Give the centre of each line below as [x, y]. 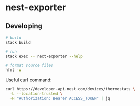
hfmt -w [13, 70]
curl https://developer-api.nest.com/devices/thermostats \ [71, 89]
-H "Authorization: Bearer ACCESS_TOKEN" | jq [60, 98]
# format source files [29, 65]
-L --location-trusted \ [36, 94]
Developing [24, 26]
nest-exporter [36, 7]
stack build [18, 42]
